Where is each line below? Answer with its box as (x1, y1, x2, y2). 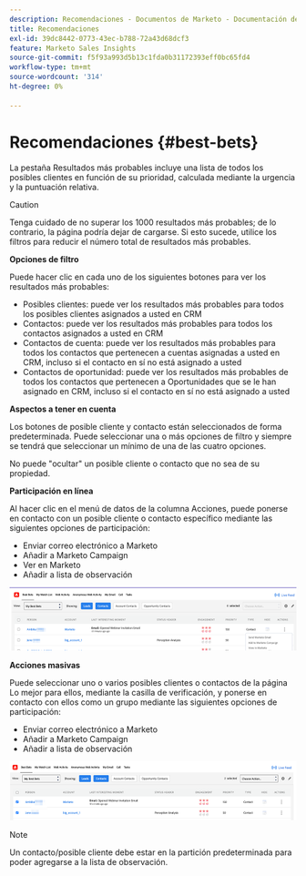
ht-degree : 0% (9, 82, 64, 91)
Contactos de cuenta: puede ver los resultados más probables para (22, 337, 276, 348)
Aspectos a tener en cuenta (9, 403, 117, 414)
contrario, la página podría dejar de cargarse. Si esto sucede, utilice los (9, 226, 278, 237)
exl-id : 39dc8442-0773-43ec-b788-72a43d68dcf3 (9, 34, 189, 43)
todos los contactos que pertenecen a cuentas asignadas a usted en (22, 347, 280, 358)
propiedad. (9, 467, 51, 478)
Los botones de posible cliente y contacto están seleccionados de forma (9, 421, 282, 432)
